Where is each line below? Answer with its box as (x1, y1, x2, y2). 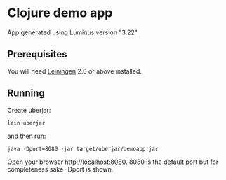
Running (7, 88, 46, 99)
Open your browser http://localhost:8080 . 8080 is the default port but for (7, 158, 219, 166)
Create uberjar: (7, 106, 51, 114)
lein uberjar (7, 119, 46, 127)
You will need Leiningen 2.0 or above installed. (7, 67, 142, 75)
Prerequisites (7, 48, 67, 60)
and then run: (7, 132, 46, 140)
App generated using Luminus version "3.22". (7, 28, 139, 36)
